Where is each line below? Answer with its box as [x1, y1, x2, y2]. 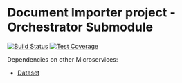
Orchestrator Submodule [7, 19, 154, 35]
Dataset [17, 69, 40, 77]
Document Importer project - [7, 5, 176, 21]
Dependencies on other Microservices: [7, 55, 118, 63]
